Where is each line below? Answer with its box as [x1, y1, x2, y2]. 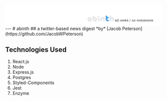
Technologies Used [5, 45, 66, 54]
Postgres [12, 75, 31, 81]
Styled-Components [12, 80, 54, 86]
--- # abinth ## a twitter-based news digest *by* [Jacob [5, 26, 121, 32]
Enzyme [12, 91, 29, 97]
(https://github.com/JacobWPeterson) [5, 31, 83, 37]
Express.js [12, 69, 34, 75]
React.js [12, 59, 29, 65]
